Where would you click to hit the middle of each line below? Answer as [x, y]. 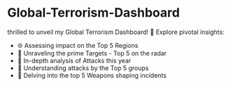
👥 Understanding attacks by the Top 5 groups [83, 68]
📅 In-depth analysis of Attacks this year [74, 60]
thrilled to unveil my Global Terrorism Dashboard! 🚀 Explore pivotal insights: [116, 32]
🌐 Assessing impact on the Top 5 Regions [78, 45]
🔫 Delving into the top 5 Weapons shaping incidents [92, 75]
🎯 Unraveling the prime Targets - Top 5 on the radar [92, 53]
